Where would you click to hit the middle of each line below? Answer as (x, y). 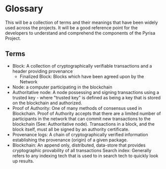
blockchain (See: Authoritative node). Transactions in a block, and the (83, 124)
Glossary (24, 9)
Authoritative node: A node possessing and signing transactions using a (86, 92)
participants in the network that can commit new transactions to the (82, 119)
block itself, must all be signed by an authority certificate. (71, 129)
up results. (23, 161)
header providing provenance (42, 71)
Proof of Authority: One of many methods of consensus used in (77, 108)
